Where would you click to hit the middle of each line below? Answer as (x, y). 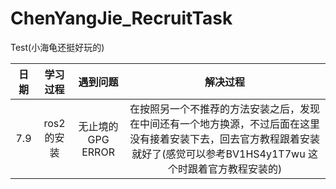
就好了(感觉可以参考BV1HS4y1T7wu (218, 154)
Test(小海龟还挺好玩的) (57, 47)
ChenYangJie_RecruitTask (121, 18)
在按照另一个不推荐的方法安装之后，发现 (225, 109)
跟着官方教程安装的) (235, 169)
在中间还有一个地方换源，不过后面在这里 (225, 124)
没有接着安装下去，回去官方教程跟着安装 (225, 139)
